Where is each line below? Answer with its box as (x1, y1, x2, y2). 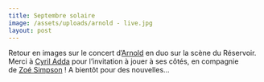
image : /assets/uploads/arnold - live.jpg (8, 19, 153, 27)
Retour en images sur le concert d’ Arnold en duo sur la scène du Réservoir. (8, 49, 257, 58)
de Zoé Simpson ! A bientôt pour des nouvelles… (8, 65, 171, 75)
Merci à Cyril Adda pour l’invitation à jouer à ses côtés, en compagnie (8, 57, 239, 66)
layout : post (8, 26, 52, 34)
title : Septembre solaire (8, 11, 95, 20)
